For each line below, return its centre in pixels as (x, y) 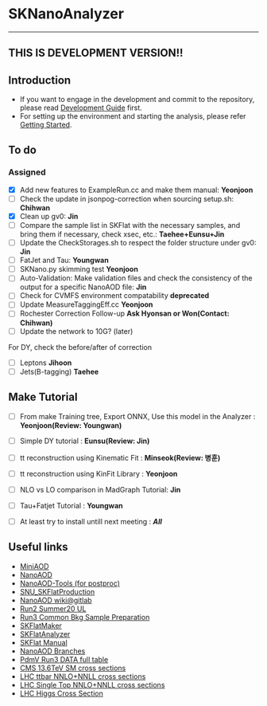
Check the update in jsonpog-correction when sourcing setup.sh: (127, 198)
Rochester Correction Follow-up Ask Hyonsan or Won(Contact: (124, 314)
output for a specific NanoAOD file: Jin (83, 287)
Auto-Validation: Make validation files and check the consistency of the (136, 278)
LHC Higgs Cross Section (61, 693)
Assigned (27, 172)
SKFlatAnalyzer (45, 633)
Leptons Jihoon (46, 363)
